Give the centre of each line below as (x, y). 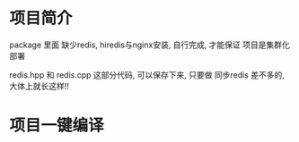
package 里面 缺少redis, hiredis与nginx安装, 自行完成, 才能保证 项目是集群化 (149, 45)
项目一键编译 (57, 125)
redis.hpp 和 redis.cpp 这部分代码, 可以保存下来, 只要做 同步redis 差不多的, (147, 75)
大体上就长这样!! (40, 86)
